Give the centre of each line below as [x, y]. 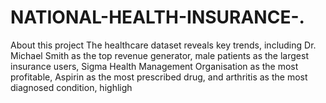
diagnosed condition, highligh [71, 87]
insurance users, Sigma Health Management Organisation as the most [154, 66]
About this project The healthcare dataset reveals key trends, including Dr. [163, 45]
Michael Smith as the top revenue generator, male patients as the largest [159, 55]
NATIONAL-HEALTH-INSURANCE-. [157, 17]
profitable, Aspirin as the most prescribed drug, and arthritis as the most [159, 77]
